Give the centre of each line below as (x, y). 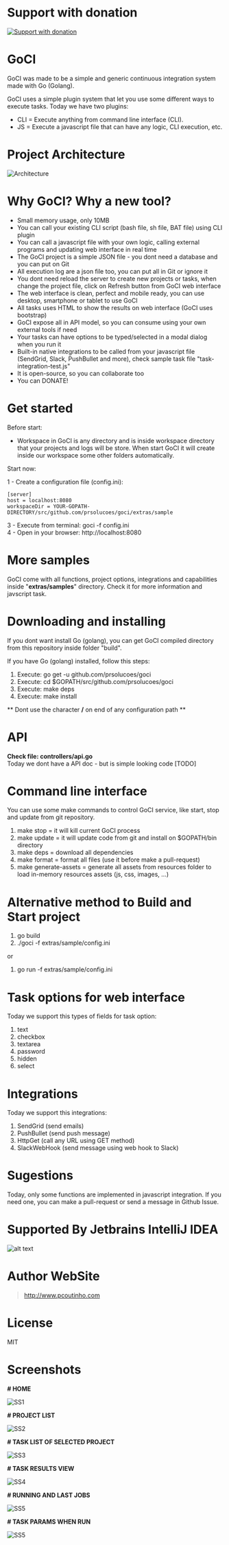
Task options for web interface (96, 997)
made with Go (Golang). (41, 85)
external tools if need (47, 329)
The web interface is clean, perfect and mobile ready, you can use (111, 293)
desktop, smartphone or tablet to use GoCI (77, 300)
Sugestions (40, 1176)
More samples (49, 560)
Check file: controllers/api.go (50, 756)
